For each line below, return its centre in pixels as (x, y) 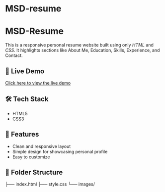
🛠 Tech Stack (27, 99)
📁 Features (22, 134)
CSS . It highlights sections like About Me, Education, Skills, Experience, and (82, 50)
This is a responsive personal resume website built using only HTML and (80, 45)
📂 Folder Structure (34, 172)
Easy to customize (31, 157)
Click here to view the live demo (38, 83)
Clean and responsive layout (41, 146)
